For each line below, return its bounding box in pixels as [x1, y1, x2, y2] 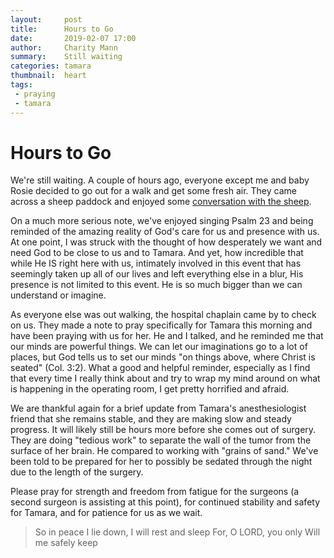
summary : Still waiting [10, 52, 123, 62]
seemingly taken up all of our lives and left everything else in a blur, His [10, 268, 304, 280]
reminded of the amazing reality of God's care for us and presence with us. [10, 226, 320, 238]
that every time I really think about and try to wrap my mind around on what [10, 372, 321, 385]
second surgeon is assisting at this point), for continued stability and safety [10, 496, 321, 508]
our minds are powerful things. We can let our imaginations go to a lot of [10, 341, 308, 353]
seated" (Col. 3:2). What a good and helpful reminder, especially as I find [10, 362, 311, 374]
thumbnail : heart [10, 71, 87, 81]
